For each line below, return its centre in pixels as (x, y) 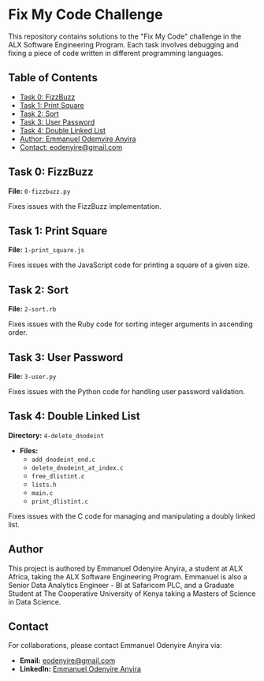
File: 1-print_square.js (46, 250)
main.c (42, 493)
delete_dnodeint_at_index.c (77, 468)
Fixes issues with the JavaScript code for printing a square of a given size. (129, 265)
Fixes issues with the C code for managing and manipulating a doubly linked (132, 516)
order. (18, 333)
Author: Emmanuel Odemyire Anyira (78, 139)
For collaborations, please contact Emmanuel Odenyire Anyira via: (115, 646)
